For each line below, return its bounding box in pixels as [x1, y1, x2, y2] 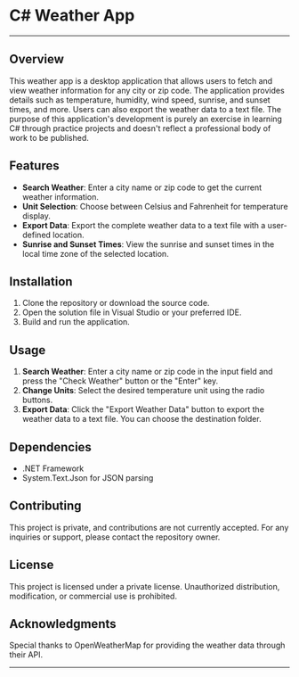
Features [9, 158, 60, 174]
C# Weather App [9, 5, 135, 26]
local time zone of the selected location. [21, 248, 169, 259]
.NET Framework [21, 463, 85, 474]
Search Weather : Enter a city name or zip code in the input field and [21, 367, 273, 377]
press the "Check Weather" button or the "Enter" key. [21, 376, 219, 386]
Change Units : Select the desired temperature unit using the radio [21, 385, 265, 396]
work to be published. [9, 132, 89, 143]
